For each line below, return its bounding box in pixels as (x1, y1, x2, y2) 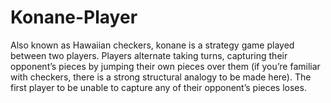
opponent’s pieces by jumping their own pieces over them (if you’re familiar (10, 60, 321, 72)
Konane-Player (10, 6, 138, 29)
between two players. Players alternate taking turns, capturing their (10, 49, 288, 61)
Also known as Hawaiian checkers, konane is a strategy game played (10, 39, 295, 51)
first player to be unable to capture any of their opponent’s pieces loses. (10, 81, 307, 93)
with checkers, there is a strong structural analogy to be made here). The (10, 71, 312, 83)
